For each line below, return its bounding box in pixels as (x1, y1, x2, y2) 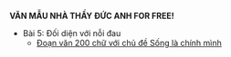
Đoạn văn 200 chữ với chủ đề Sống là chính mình (36, 38, 222, 48)
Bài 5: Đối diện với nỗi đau (22, 28, 121, 38)
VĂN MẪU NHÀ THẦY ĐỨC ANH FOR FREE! (9, 11, 175, 21)
